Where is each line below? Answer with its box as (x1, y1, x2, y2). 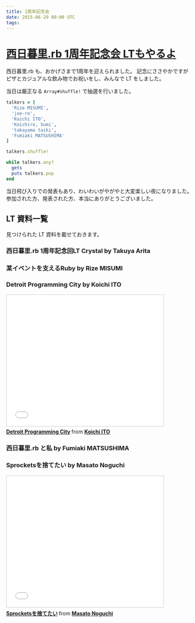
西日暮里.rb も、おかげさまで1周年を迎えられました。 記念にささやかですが (6, 68, 188, 75)
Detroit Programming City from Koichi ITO (6, 428, 110, 435)
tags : (6, 20, 19, 25)
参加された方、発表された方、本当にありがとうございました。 (6, 195, 157, 202)
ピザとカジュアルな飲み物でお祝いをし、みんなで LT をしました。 (6, 75, 165, 82)
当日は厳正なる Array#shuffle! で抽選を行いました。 (6, 88, 135, 95)
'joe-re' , (11, 111, 35, 117)
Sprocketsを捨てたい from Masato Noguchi (6, 609, 113, 616)
